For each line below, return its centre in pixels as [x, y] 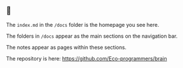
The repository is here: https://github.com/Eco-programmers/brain [87, 58]
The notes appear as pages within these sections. [66, 47]
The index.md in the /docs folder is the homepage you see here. [83, 24]
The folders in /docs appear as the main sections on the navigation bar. [92, 36]
